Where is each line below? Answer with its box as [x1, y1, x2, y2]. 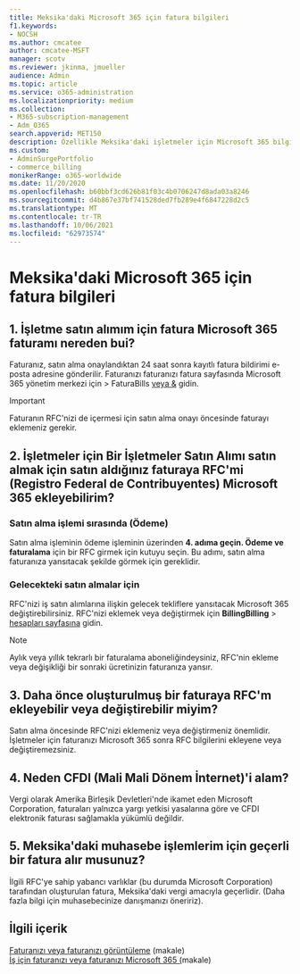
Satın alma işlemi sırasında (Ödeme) [9, 517, 169, 529]
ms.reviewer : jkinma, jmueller [9, 63, 126, 72]
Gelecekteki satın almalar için [9, 578, 140, 590]
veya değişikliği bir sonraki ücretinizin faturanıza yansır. [9, 662, 212, 672]
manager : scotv [9, 54, 66, 63]
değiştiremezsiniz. [9, 745, 77, 755]
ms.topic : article [9, 79, 78, 88]
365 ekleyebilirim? [9, 490, 115, 505]
